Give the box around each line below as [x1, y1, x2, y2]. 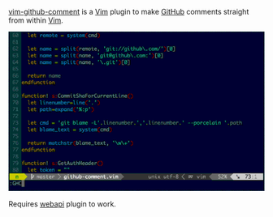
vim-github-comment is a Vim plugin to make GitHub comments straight [8, 7, 249, 16]
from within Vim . [8, 15, 63, 25]
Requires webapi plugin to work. [8, 199, 116, 209]
